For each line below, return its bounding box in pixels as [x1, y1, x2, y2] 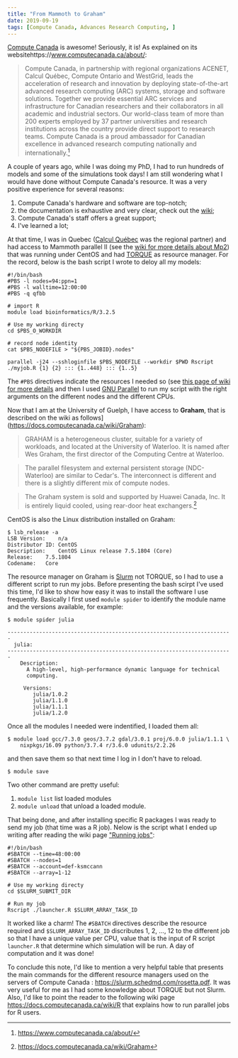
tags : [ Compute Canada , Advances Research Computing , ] [7, 23, 176, 31]
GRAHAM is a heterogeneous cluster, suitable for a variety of [24, 435, 203, 444]
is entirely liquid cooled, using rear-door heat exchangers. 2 [24, 500, 197, 510]
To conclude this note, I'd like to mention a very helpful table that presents [7, 963, 224, 971]
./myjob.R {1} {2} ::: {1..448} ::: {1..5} [7, 365, 138, 372]
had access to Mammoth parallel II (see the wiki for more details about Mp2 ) [7, 243, 230, 251]
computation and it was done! [7, 949, 94, 957]
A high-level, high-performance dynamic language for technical [25, 665, 220, 673]
